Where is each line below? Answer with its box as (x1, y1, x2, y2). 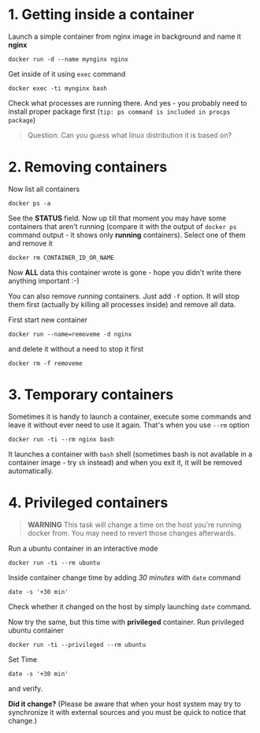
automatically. (8, 466, 54, 476)
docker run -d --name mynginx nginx (8, 55, 128, 63)
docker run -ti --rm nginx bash (8, 435, 114, 443)
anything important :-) (8, 276, 80, 285)
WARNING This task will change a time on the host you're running (27, 520, 242, 529)
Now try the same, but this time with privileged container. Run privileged (8, 617, 244, 626)
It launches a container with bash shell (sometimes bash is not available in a (8, 449, 253, 459)
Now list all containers (8, 184, 80, 194)
